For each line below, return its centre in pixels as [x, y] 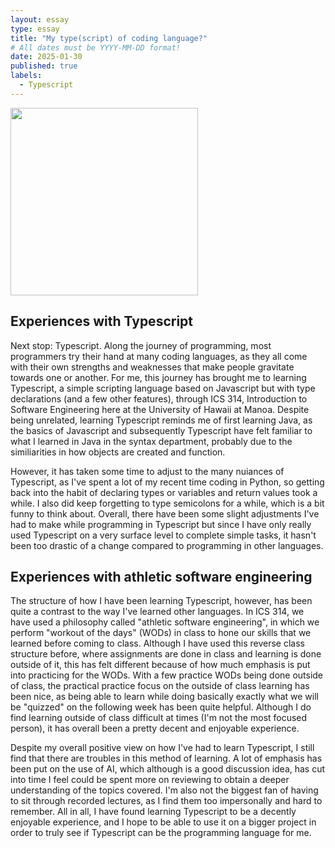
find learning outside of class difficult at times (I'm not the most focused [159, 718]
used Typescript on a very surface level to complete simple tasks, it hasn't [163, 535]
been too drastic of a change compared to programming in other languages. [167, 545]
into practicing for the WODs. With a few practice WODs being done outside [167, 675]
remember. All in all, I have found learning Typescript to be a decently [153, 812]
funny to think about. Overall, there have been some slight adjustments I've [165, 513]
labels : [26, 76]
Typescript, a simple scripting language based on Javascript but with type [163, 388]
